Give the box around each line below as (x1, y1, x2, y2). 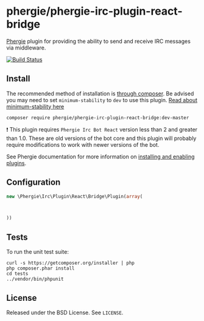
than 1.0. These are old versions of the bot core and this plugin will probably (6, 135, 197, 142)
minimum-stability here (6, 103, 65, 110)
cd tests (6, 271, 29, 277)
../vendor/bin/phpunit (6, 276, 64, 282)
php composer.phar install (6, 265, 75, 271)
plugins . (6, 159, 26, 166)
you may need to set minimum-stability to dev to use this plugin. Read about (6, 96, 198, 103)
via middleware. (6, 44, 46, 51)
